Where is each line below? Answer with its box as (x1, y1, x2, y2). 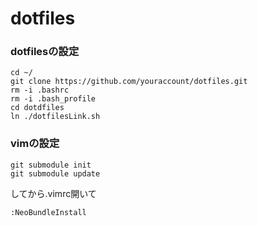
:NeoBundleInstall (10, 207, 87, 217)
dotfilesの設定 (10, 45, 80, 59)
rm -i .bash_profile (10, 94, 97, 104)
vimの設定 (10, 137, 60, 151)
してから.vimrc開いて (10, 187, 97, 199)
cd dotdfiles (10, 103, 65, 113)
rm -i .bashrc (10, 85, 70, 96)
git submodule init (10, 160, 92, 170)
